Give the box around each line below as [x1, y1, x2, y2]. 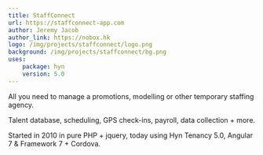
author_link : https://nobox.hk [8, 33, 111, 42]
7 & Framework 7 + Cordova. [8, 138, 100, 148]
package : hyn [22, 63, 65, 71]
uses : [8, 56, 26, 64]
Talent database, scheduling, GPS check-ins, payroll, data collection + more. [8, 115, 256, 124]
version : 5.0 [22, 70, 65, 78]
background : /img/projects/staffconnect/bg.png [8, 48, 167, 56]
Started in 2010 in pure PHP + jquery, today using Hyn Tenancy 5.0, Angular [8, 131, 254, 140]
